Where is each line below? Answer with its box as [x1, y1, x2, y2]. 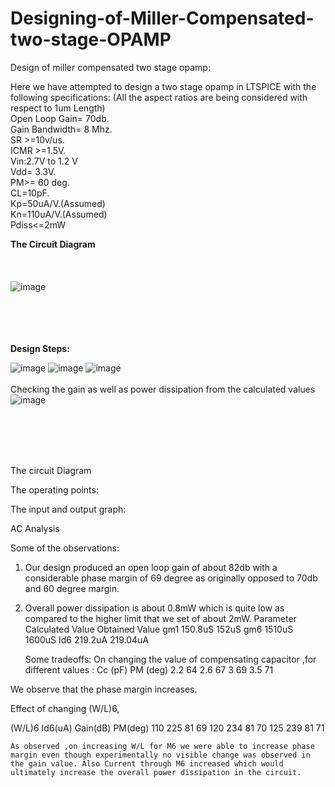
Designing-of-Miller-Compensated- [10, 7, 315, 30]
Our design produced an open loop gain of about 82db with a [24, 561, 278, 573]
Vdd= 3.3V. [10, 165, 57, 177]
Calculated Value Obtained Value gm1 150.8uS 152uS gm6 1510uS [24, 623, 294, 635]
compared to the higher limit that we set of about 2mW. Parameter [24, 612, 297, 624]
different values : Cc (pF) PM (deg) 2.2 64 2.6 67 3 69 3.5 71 [24, 663, 274, 676]
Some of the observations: [10, 542, 120, 554]
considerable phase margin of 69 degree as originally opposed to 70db [24, 572, 318, 584]
